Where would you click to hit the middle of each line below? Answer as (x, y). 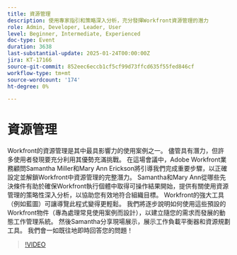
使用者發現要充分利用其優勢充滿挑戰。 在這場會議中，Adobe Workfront (117, 159)
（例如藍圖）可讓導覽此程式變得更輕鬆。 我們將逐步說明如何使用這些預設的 (117, 204)
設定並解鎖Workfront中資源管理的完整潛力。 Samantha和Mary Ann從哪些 (114, 177)
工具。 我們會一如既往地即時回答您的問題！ (70, 230)
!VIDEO (35, 244)
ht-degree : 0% (28, 86)
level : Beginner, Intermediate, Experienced (74, 34)
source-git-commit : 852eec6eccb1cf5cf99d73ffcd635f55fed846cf (101, 67)
